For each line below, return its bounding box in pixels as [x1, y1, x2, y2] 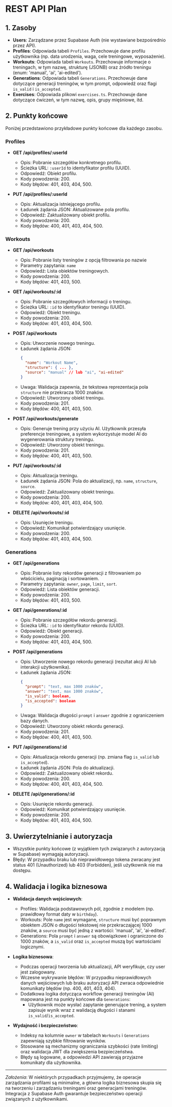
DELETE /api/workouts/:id [12, 510, 69, 516]
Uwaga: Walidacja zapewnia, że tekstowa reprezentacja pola [20, 384, 148, 390]
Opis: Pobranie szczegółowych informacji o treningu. [20, 299, 132, 305]
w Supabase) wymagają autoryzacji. [12, 851, 90, 857]
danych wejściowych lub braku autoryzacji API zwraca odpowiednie [20, 980, 164, 986]
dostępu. [12, 868, 32, 874]
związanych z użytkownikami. [5, 1096, 69, 1102]
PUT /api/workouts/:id [12, 462, 61, 469]
